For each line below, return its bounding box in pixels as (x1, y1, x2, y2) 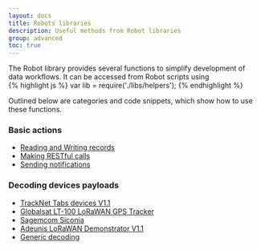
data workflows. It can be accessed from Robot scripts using (8, 72, 210, 82)
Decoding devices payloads (8, 179, 119, 191)
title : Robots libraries (8, 19, 92, 27)
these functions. (8, 105, 63, 115)
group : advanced (8, 34, 63, 42)
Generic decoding (19, 232, 80, 241)
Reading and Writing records (19, 143, 115, 152)
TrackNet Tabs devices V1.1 (19, 198, 111, 208)
